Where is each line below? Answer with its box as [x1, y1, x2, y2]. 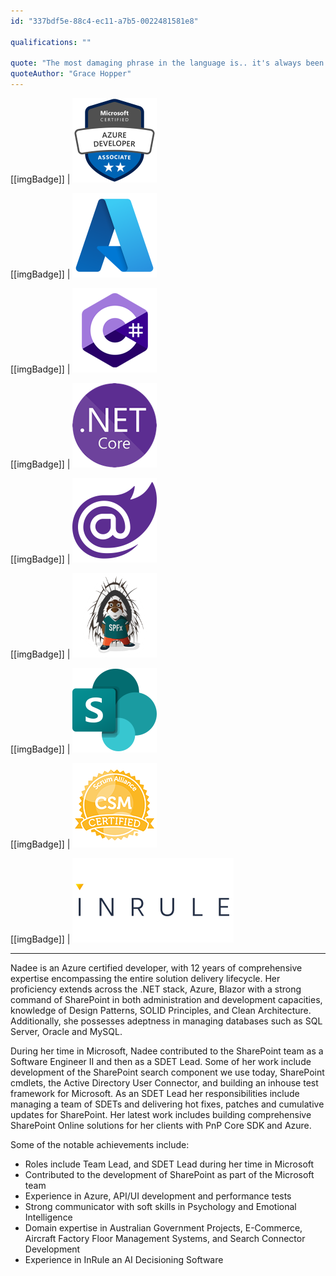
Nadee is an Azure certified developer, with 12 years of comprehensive [10, 962, 303, 974]
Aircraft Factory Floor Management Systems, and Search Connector [24, 1233, 306, 1244]
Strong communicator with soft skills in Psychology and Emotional [24, 1201, 297, 1212]
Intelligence [24, 1211, 73, 1223]
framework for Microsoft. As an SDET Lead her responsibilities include [10, 1088, 300, 1099]
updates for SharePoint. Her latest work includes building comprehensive [10, 1109, 312, 1120]
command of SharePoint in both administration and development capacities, [10, 994, 323, 1005]
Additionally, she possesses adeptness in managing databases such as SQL [10, 1015, 323, 1027]
